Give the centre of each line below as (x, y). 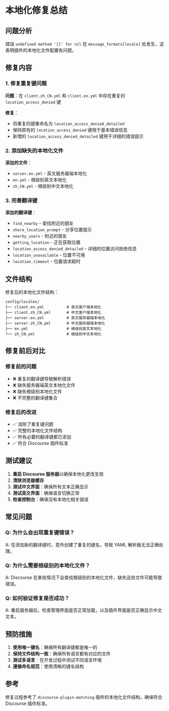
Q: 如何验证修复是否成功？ (37, 598)
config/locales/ (22, 302)
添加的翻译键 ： (21, 213)
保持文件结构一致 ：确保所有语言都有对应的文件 (61, 654)
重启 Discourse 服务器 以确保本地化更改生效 (58, 474)
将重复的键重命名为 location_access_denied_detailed (69, 123)
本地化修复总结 (37, 10)
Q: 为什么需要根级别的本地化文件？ (48, 565)
